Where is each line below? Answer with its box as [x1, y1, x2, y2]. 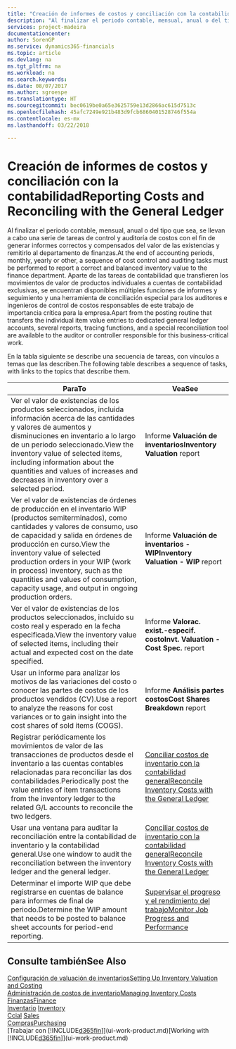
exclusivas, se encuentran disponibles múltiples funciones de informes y [7, 286, 218, 294]
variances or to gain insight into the [11, 712, 127, 722]
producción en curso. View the [11, 540, 110, 550]
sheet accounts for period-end [11, 922, 114, 932]
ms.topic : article [7, 50, 61, 57]
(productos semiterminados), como [11, 513, 128, 523]
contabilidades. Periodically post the [11, 776, 129, 786]
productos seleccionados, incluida [11, 404, 124, 414]
